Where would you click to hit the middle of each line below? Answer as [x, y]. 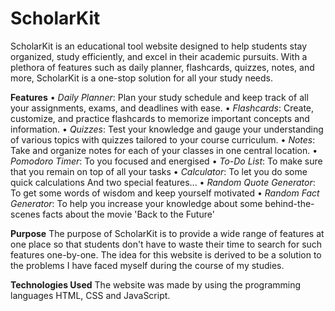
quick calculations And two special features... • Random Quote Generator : [163, 182]
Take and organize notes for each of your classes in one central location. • [164, 150]
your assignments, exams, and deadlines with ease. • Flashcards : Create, [162, 108]
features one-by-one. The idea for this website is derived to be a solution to [166, 254]
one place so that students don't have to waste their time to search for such [166, 244]
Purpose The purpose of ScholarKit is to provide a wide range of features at [167, 233]
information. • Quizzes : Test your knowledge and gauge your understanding [167, 129]
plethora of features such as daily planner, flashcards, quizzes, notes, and [162, 67]
